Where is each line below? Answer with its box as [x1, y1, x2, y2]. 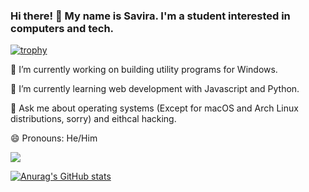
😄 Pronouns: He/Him [10, 132, 98, 144]
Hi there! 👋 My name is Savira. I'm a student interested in [10, 9, 291, 23]
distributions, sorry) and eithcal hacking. [10, 113, 177, 125]
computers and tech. [10, 21, 115, 35]
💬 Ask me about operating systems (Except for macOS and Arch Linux [10, 102, 299, 114]
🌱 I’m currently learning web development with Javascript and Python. [10, 83, 300, 95]
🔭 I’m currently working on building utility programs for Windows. [10, 64, 278, 76]
